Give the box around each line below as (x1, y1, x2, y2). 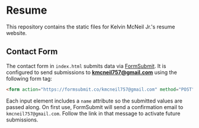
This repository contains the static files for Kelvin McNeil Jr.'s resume (6, 23, 175, 30)
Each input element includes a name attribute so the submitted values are (6, 97, 182, 104)
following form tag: (6, 75, 52, 82)
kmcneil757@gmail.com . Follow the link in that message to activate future (6, 110, 181, 117)
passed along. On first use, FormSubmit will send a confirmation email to (6, 103, 184, 110)
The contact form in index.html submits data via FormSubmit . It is (6, 62, 166, 69)
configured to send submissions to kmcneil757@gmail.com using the (6, 69, 178, 76)
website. (6, 29, 27, 36)
